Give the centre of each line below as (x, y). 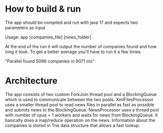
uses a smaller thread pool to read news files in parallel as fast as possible (80, 104)
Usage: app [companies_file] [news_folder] (48, 37)
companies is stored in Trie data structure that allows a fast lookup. (73, 125)
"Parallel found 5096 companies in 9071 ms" (50, 61)
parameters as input (25, 27)
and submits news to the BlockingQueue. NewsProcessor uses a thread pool (82, 110)
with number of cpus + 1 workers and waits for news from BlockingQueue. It (81, 115)
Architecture (31, 81)
